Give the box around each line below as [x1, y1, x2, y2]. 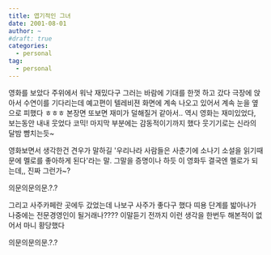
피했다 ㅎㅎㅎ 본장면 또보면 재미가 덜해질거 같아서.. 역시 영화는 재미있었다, [23, 108, 256, 117]
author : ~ [8, 27, 42, 35]
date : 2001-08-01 [8, 19, 67, 28]
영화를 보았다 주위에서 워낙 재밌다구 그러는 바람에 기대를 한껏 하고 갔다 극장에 [8, 87, 252, 97]
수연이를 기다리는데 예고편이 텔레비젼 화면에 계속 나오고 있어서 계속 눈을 [23, 98, 251, 108]
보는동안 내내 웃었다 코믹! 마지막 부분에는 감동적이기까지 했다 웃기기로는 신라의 [8, 118, 257, 128]
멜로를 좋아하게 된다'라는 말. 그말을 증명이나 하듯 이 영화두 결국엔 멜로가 [23, 155, 250, 165]
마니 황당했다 [23, 220, 65, 230]
